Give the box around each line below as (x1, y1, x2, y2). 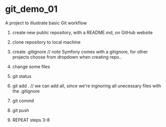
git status (12, 73, 32, 79)
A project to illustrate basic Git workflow (5, 20, 87, 26)
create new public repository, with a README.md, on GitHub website (12, 29, 153, 35)
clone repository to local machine (12, 39, 81, 45)
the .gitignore (12, 88, 40, 94)
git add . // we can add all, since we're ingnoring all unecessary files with (12, 83, 161, 89)
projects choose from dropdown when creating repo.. (12, 54, 122, 60)
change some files (12, 63, 51, 69)
